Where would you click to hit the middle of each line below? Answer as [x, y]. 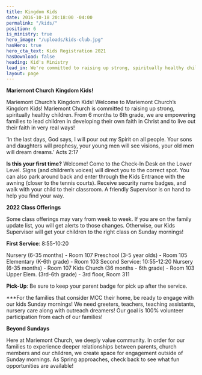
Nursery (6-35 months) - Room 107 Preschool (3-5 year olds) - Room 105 [97, 255]
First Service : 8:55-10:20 [38, 244]
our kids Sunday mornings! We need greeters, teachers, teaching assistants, [101, 304]
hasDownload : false [31, 57]
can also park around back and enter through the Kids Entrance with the [96, 177]
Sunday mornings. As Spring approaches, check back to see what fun [93, 359]
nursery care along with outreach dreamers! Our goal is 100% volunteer [95, 311]
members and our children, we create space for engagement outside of [95, 353]
